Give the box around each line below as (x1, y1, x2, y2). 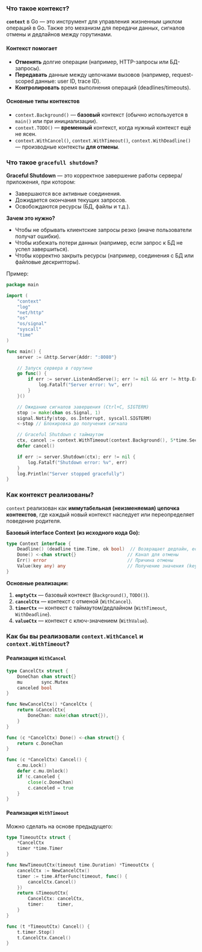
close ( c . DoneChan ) (28, 779, 74, 785)
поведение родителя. (6, 517, 61, 524)
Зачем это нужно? (6, 214, 55, 222)
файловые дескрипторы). (14, 259, 81, 265)
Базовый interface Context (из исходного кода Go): (6, 529, 140, 536)
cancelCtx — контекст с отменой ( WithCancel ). (14, 597, 132, 605)
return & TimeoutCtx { (17, 890, 69, 896)
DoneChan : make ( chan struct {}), (28, 713, 109, 719)
